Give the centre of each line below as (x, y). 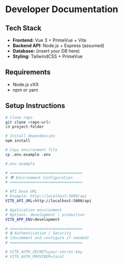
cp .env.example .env (28, 155)
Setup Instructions (35, 106)
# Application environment (34, 210)
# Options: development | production (45, 215)
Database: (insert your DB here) (46, 51)
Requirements (28, 72)
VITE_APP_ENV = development (32, 219)
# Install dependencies (30, 136)
